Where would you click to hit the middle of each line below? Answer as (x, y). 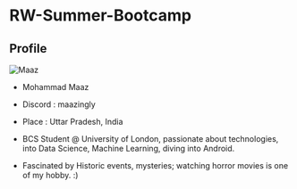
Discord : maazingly (59, 104)
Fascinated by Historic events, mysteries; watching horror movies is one (155, 165)
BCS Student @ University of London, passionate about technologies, (150, 139)
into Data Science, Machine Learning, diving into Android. (128, 148)
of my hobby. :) (50, 175)
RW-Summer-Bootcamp (101, 16)
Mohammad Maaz (55, 87)
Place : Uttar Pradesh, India (72, 122)
